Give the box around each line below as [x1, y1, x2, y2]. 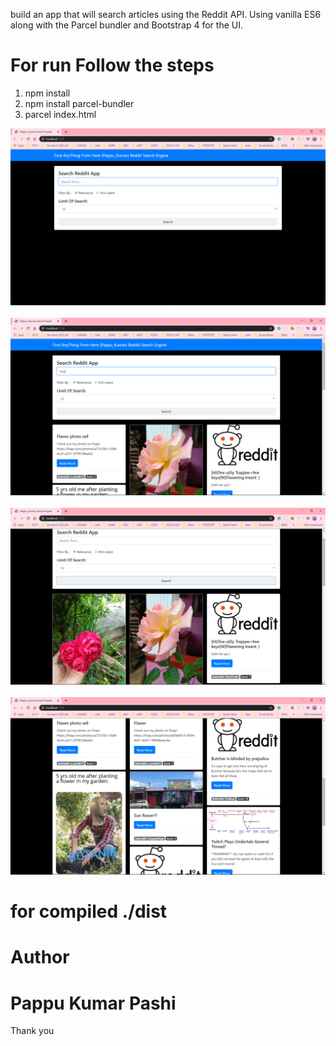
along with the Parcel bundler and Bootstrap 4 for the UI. [10, 19, 243, 31]
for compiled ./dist [10, 900, 168, 923]
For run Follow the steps [10, 54, 215, 77]
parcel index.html [24, 108, 97, 120]
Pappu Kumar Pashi [10, 992, 177, 1014]
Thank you [10, 1025, 55, 1037]
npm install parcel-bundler [24, 97, 135, 109]
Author [10, 946, 70, 969]
